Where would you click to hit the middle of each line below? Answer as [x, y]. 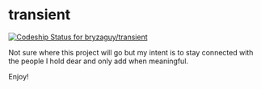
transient [40, 15]
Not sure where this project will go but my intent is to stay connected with [131, 52]
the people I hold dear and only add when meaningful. [98, 61]
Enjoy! [19, 76]
